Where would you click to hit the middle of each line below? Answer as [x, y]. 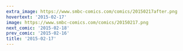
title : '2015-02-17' [31, 39]
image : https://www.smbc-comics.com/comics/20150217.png [77, 22]
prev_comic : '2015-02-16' [38, 33]
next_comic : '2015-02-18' [38, 28]
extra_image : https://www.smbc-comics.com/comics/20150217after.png [92, 11]
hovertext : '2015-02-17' [36, 17]
